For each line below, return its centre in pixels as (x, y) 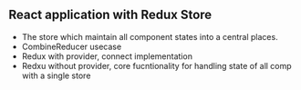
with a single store (56, 75)
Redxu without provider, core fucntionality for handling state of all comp (157, 65)
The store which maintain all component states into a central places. (150, 36)
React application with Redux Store (110, 15)
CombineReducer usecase (72, 46)
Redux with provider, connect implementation (107, 56)
